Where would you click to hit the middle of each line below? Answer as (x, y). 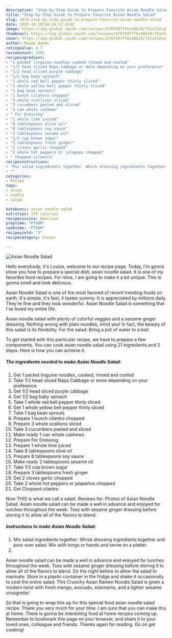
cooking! (15, 630)
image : (13, 29)
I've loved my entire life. (31, 309)
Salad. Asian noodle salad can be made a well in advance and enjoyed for (83, 504)
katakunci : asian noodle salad (39, 209)
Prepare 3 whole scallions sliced (47, 424)
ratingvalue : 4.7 (24, 48)
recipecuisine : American (32, 218)
